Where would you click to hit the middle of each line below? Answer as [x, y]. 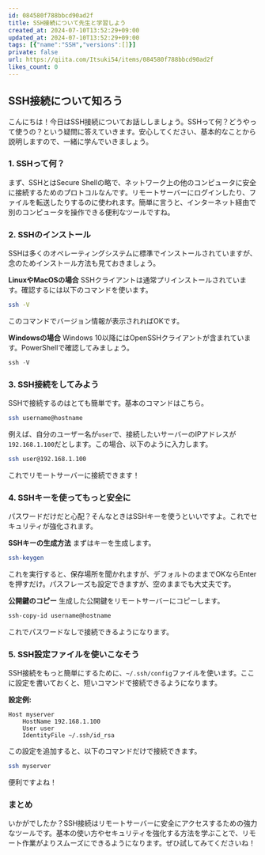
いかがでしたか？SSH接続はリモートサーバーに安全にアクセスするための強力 [133, 823]
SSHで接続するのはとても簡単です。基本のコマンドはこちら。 [108, 403]
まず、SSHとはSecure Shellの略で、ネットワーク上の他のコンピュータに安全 [132, 182]
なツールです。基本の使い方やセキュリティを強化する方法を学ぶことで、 [125, 833]
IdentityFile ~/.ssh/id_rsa [68, 736]
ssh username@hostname [45, 418]
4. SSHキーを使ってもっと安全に [70, 497]
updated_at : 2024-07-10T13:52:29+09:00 [74, 38]
